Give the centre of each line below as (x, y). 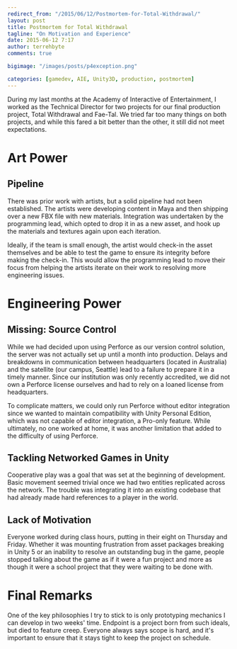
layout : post (27, 21)
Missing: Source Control (62, 330)
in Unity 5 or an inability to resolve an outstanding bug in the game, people (116, 552)
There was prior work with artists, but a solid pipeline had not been (105, 201)
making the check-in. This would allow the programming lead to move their (116, 260)
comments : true (30, 54)
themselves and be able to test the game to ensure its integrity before (109, 252)
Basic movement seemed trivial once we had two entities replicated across (116, 482)
